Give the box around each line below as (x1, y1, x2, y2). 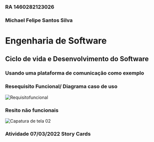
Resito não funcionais (5, 107, 59, 114)
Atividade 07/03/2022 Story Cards (5, 130, 91, 137)
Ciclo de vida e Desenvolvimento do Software (5, 55, 149, 63)
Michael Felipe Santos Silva (5, 16, 73, 23)
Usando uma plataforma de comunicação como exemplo (5, 70, 144, 76)
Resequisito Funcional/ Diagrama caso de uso (5, 83, 118, 90)
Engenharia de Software (5, 35, 107, 47)
